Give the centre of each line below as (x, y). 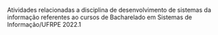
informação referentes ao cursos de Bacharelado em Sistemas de (100, 17)
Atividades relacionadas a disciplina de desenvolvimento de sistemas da (109, 10)
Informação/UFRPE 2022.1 (44, 24)
